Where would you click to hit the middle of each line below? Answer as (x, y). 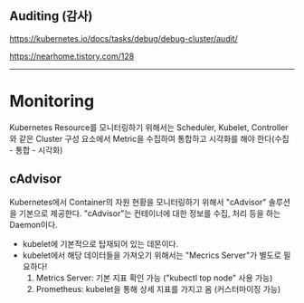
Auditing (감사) (51, 16)
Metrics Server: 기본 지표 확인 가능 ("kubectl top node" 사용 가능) (154, 278)
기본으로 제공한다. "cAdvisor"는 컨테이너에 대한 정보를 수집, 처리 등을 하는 (150, 213)
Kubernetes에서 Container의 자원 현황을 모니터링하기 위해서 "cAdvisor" (138, 202)
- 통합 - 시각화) (36, 150)
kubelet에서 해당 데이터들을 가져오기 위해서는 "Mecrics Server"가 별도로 (152, 255)
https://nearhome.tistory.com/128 (72, 56)
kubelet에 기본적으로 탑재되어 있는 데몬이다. (100, 243)
